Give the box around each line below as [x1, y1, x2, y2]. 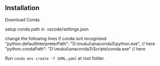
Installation [5, 4, 40, 12]
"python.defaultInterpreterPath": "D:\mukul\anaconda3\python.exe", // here [5, 41, 156, 47]
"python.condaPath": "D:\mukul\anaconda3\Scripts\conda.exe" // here [5, 46, 146, 51]
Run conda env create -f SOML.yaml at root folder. [5, 55, 105, 61]
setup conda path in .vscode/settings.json [5, 26, 89, 32]
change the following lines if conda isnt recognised [5, 35, 107, 41]
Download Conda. [5, 16, 41, 22]
